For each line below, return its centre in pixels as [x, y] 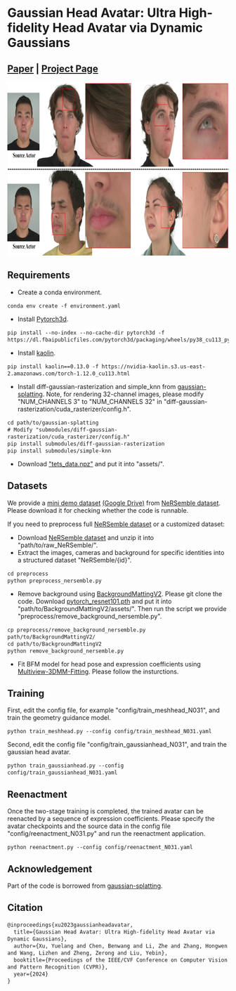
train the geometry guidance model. [59, 718]
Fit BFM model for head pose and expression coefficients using [109, 664]
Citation [25, 908]
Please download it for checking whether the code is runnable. [98, 510]
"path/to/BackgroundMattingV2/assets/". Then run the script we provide [122, 608]
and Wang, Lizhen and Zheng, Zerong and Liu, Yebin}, [88, 953]
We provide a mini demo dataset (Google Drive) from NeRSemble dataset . [114, 503]
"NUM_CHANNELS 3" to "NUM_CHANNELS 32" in [90, 401]
